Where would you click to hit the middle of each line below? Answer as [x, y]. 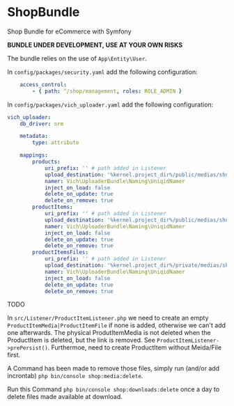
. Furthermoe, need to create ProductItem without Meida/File [134, 348]
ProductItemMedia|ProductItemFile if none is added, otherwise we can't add [117, 325]
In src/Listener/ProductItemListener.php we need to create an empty [108, 318]
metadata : [34, 136]
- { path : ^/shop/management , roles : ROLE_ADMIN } [107, 91]
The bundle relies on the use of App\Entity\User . [77, 58]
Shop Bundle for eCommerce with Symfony [69, 31]
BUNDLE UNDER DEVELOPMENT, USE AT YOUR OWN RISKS [95, 45]
